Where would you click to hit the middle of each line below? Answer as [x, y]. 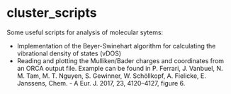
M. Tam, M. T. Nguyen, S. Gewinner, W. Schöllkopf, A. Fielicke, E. [112, 76]
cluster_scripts [52, 13]
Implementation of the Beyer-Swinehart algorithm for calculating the [116, 46]
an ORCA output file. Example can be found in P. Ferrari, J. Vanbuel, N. [120, 68]
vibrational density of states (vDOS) [69, 53]
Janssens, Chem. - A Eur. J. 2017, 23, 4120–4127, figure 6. [101, 83]
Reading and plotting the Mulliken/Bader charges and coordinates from [120, 60]
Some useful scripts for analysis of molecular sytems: [85, 32]
